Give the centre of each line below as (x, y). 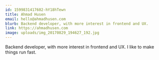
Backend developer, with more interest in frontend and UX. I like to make (80, 47)
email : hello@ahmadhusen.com (35, 19)
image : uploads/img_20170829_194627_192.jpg (52, 33)
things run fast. (21, 52)
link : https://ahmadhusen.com (37, 28)
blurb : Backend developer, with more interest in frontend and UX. (77, 24)
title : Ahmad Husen (25, 14)
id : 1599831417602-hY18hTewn (35, 10)
